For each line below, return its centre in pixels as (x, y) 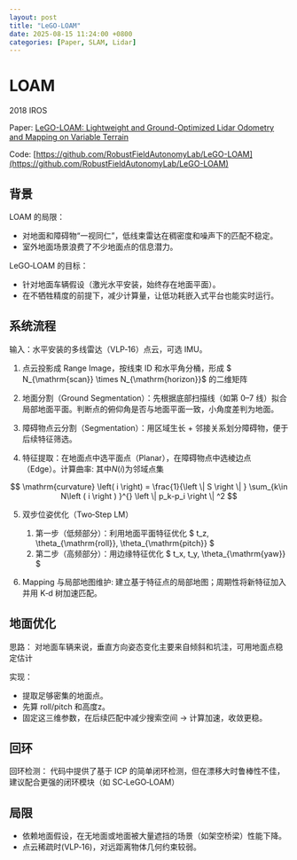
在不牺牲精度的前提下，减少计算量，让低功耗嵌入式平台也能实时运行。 (150, 295)
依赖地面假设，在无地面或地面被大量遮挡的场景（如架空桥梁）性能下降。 (154, 836)
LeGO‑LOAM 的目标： (49, 266)
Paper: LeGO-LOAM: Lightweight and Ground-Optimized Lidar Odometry (142, 128)
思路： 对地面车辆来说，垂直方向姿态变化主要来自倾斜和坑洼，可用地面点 (142, 646)
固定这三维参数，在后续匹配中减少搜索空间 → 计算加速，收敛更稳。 (145, 717)
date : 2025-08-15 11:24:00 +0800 (71, 34)
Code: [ (23, 154)
